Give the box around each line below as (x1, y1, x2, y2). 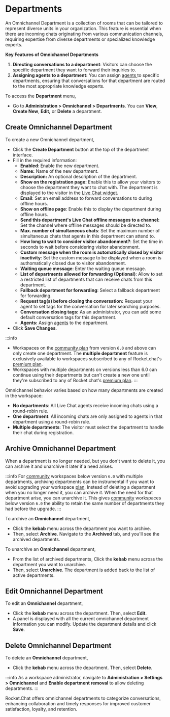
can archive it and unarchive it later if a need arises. (5, 463, 113, 469)
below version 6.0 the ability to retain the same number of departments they (5, 500, 165, 506)
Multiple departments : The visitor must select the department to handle (12, 424, 164, 430)
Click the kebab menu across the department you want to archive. (12, 525, 151, 532)
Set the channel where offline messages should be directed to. (20, 222, 151, 228)
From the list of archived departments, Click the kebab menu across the (12, 556, 163, 562)
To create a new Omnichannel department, (5, 136, 95, 143)
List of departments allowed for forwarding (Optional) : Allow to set (20, 271, 163, 277)
